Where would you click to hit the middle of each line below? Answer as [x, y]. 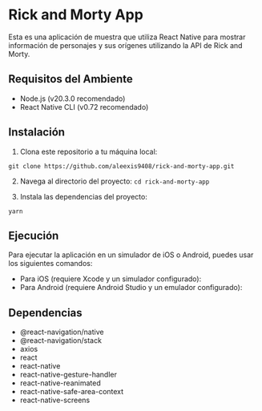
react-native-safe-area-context [72, 392]
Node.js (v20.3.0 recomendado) [73, 99]
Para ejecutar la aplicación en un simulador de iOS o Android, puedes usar [131, 255]
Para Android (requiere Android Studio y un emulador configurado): [131, 288]
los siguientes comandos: [50, 264]
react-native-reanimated [60, 383]
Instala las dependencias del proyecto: [84, 196]
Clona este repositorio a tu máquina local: [89, 151]
